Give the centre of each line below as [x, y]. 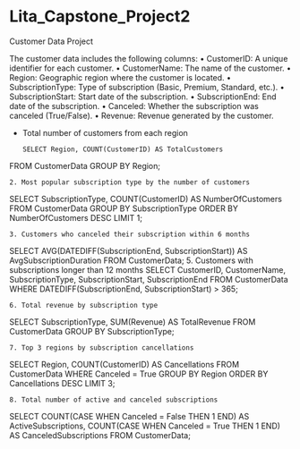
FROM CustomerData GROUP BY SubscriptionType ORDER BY [124, 208]
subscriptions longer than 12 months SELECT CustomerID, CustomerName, [148, 269]
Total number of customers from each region [105, 132]
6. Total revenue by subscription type [84, 305]
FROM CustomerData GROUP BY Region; [85, 165]
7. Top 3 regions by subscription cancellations [102, 347]
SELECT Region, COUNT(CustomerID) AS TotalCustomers [123, 149]
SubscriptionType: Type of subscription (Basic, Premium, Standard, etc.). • [147, 87]
